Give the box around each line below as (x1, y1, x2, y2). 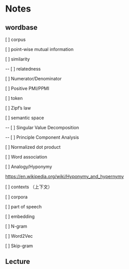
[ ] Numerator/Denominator (5, 76, 62, 81)
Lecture (5, 257, 30, 266)
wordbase (5, 23, 38, 32)
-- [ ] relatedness (5, 66, 41, 72)
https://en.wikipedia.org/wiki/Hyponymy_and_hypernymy (5, 174, 124, 179)
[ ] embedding (5, 213, 35, 220)
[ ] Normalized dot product (5, 144, 61, 150)
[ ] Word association (5, 154, 48, 159)
